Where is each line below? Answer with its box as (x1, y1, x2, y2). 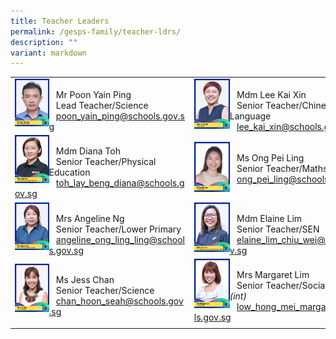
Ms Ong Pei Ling (236, 152, 305, 164)
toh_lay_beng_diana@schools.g (55, 177, 185, 189)
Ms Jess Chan (55, 274, 115, 286)
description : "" (10, 37, 78, 47)
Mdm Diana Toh (55, 145, 121, 157)
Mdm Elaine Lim (236, 212, 303, 224)
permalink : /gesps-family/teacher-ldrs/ (10, 26, 182, 37)
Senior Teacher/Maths (236, 163, 328, 175)
